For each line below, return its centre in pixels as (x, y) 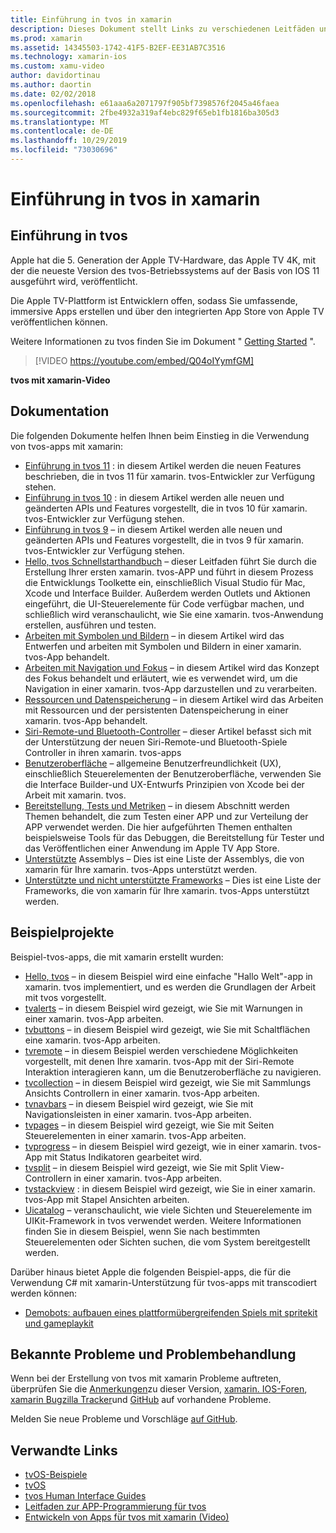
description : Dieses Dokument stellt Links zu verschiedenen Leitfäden (162, 29)
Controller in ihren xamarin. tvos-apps (103, 752)
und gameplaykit (59, 1323)
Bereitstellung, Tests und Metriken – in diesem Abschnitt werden (157, 805)
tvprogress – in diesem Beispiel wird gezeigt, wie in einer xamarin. (161, 1146)
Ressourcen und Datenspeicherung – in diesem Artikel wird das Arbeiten (174, 699)
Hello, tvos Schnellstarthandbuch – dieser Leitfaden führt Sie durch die (170, 561)
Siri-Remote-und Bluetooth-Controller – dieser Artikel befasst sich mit (168, 731)
